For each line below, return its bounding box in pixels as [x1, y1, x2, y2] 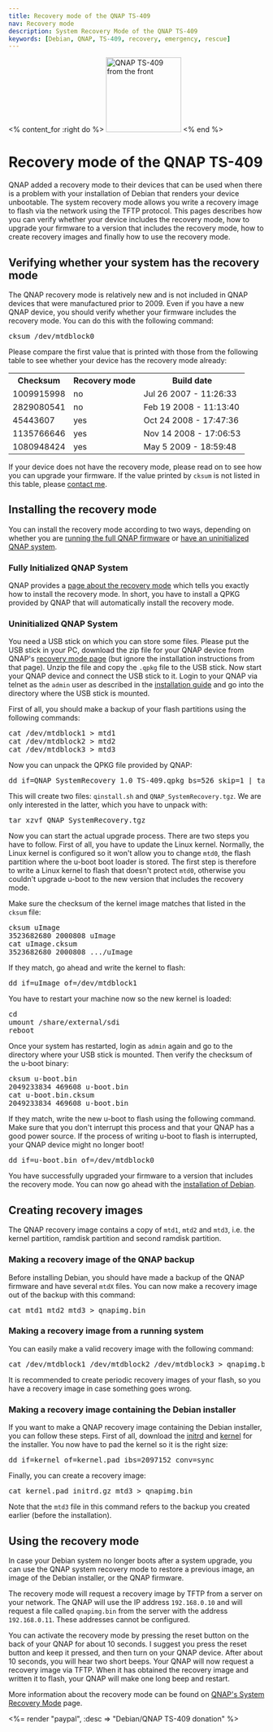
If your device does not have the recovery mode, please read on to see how [8, 462, 262, 471]
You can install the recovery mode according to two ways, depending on [8, 524, 251, 534]
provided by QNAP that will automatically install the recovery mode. [8, 598, 234, 607]
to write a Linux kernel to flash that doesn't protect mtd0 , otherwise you [8, 866, 246, 875]
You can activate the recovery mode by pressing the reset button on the [8, 1630, 249, 1640]
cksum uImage [8, 923, 61, 932]
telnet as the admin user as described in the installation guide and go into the [8, 680, 264, 690]
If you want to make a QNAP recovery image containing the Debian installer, [8, 1423, 262, 1432]
